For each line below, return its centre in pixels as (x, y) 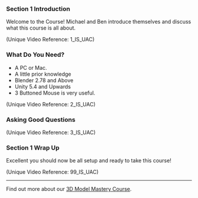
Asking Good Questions (41, 119)
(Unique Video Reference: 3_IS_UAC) (51, 132)
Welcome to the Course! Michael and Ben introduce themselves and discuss (99, 22)
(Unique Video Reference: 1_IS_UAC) (50, 40)
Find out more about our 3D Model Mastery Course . (69, 189)
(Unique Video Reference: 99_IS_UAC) (52, 172)
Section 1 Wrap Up (33, 148)
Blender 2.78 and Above (44, 80)
